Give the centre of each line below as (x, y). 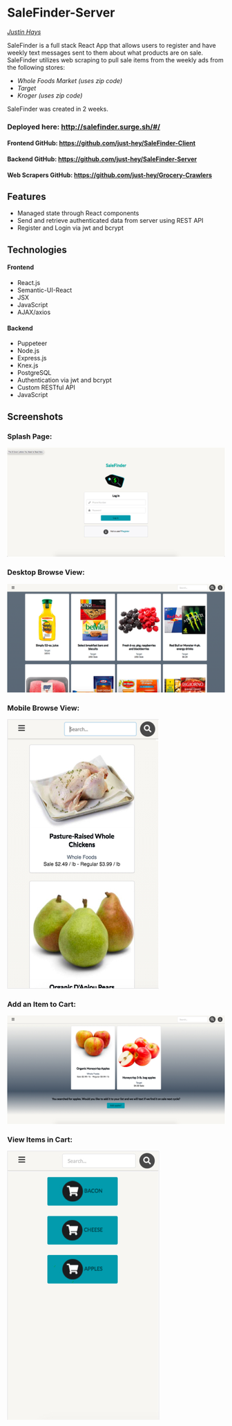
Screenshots (35, 417)
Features (27, 197)
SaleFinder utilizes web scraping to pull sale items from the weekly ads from (116, 60)
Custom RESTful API (46, 387)
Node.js (28, 351)
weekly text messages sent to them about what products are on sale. (105, 53)
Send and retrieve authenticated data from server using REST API (110, 221)
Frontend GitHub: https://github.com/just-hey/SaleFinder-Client (101, 143)
